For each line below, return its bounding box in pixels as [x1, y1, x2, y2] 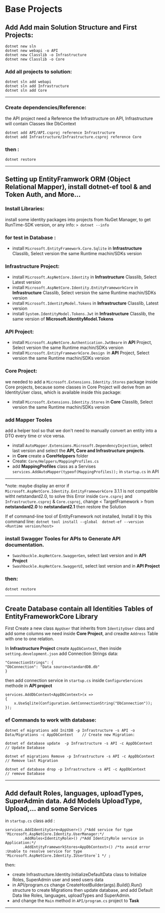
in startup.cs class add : [5, 818, 55, 824]
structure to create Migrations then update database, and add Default [12, 887, 153, 893]
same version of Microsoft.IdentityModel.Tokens [12, 316, 114, 322]
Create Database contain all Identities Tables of [5, 605, 153, 613]
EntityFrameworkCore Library [5, 612, 98, 621]
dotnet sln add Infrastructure [5, 84, 69, 89]
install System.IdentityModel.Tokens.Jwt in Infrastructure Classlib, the [12, 311, 155, 317]
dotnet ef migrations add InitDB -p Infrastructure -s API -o [5, 728, 135, 733]
